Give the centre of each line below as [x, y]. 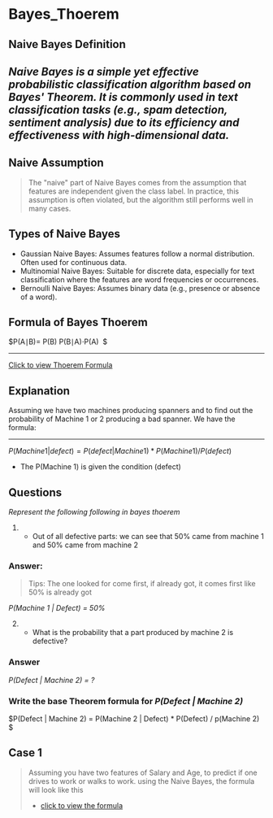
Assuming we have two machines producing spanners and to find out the [131, 411]
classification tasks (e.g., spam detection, [118, 109]
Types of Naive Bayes [64, 234]
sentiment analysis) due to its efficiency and [124, 122]
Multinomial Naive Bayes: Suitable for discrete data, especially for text [137, 271]
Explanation [39, 391]
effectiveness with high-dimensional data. [119, 135]
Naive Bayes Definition [67, 44]
